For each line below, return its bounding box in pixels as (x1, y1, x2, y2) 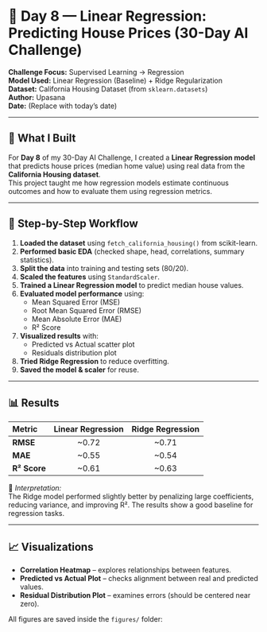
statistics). (19, 254, 54, 265)
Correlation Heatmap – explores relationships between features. (19, 565, 232, 575)
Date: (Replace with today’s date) (8, 101, 118, 111)
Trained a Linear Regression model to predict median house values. (19, 280, 244, 289)
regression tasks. (8, 509, 65, 518)
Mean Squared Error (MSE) (31, 297, 121, 307)
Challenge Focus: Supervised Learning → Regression (8, 67, 184, 76)
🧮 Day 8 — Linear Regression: (8, 7, 207, 25)
